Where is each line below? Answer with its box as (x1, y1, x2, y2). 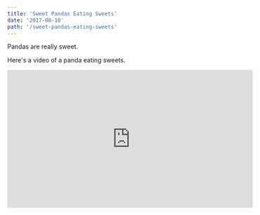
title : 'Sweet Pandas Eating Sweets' (7, 10, 118, 18)
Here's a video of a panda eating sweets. (7, 56, 126, 64)
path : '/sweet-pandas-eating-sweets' (7, 23, 118, 30)
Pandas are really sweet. (7, 43, 78, 51)
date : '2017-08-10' (7, 17, 64, 24)
